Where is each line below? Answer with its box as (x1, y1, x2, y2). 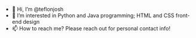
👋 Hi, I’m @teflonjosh (11, 6, 64, 12)
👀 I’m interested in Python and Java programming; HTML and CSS (11, 12, 174, 19)
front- (175, 12, 190, 19)
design (23, 18, 40, 25)
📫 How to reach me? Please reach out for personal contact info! (11, 25, 171, 32)
